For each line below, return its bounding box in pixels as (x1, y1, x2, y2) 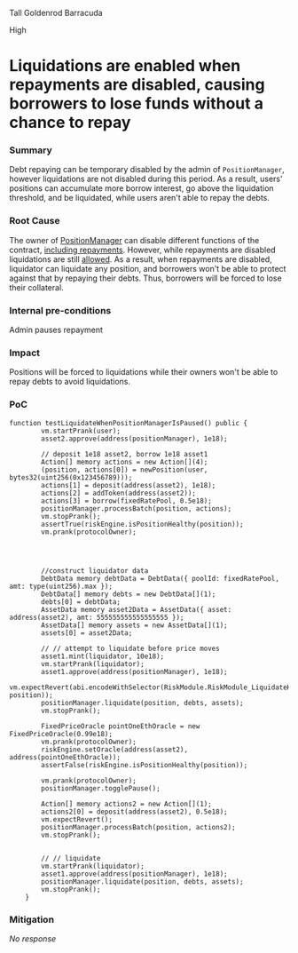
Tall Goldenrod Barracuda (9, 8, 104, 18)
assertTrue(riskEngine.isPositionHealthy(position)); (41, 520, 244, 528)
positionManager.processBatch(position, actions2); (41, 822, 237, 831)
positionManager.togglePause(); (41, 783, 161, 793)
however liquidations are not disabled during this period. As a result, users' (9, 173, 283, 185)
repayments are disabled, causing (9, 75, 265, 95)
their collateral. (9, 282, 64, 292)
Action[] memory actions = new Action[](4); (41, 457, 208, 466)
